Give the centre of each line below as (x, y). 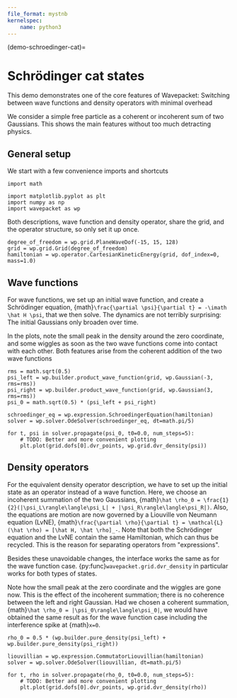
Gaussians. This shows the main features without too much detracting (109, 124)
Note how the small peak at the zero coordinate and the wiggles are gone (114, 587)
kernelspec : (25, 21)
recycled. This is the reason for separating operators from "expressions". (114, 544)
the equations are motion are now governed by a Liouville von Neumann (112, 515)
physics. (19, 132)
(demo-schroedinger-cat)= (47, 47)
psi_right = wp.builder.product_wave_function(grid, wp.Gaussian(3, (110, 390)
